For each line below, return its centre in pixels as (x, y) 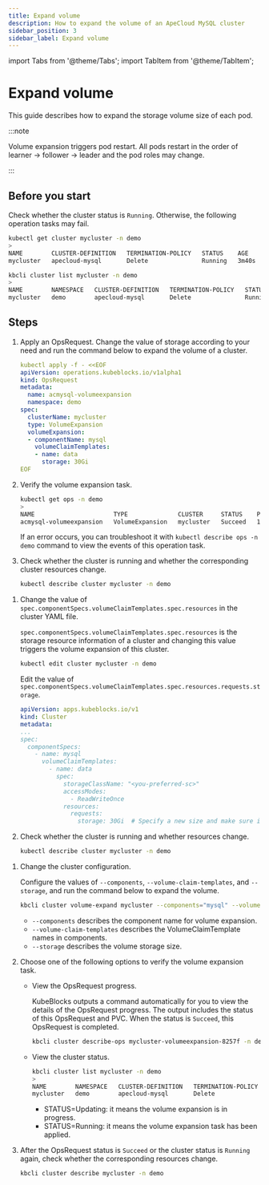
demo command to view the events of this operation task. (112, 545)
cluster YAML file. (49, 617)
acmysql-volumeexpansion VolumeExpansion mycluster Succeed (133, 522)
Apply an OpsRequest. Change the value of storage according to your (135, 342)
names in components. (70, 937)
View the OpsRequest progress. (84, 985)
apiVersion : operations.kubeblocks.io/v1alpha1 (100, 372)
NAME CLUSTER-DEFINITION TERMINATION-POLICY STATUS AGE (128, 253)
